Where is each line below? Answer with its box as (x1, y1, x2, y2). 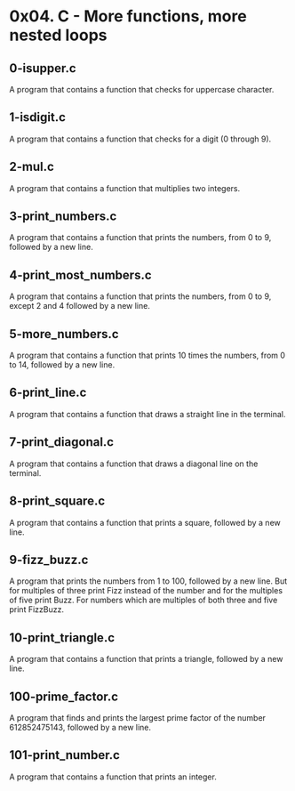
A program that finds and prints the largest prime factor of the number (9, 712, 267, 722)
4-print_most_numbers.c (9, 267, 153, 282)
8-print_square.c (9, 494, 106, 509)
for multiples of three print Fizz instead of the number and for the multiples (9, 585, 283, 596)
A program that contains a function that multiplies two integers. (9, 182, 241, 193)
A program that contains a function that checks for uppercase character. (9, 85, 275, 94)
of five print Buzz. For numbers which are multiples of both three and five (9, 594, 278, 606)
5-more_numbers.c (9, 327, 119, 342)
